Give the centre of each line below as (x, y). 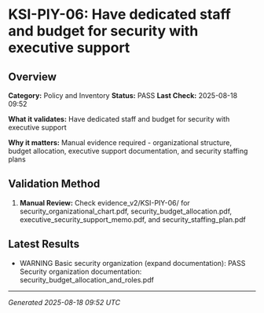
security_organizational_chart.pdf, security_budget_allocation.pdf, (126, 211)
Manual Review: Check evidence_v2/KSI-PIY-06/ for (104, 202)
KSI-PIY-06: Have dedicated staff (120, 15)
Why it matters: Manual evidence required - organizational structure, (120, 142)
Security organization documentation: (81, 271)
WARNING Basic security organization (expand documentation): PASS (132, 263)
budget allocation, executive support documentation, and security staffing (128, 151)
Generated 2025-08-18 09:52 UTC (64, 302)
